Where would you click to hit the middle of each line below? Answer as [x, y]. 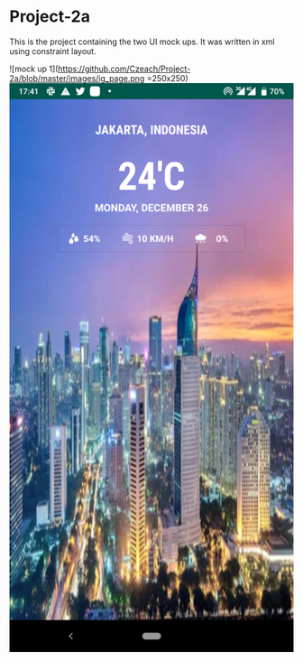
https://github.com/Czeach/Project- [124, 69]
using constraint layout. [53, 51]
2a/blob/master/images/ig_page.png [77, 78]
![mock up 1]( [34, 69]
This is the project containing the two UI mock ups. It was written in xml [142, 42]
